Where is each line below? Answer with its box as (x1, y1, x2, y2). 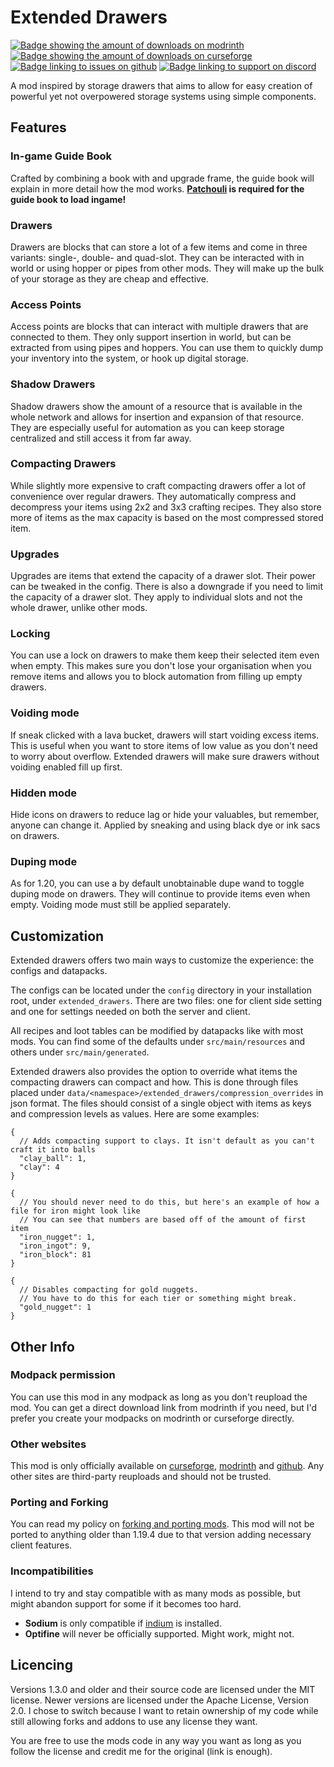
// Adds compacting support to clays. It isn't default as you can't (19, 1136, 315, 1146)
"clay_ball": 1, (19, 1154, 87, 1164)
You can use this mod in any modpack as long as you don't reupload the (10, 1391, 308, 1403)
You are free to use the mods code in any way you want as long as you (10, 1734, 302, 1746)
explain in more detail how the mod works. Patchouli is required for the (10, 182, 305, 195)
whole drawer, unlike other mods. (10, 602, 148, 614)
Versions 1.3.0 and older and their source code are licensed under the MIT (10, 1683, 316, 1695)
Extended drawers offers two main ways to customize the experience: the (10, 954, 315, 966)
